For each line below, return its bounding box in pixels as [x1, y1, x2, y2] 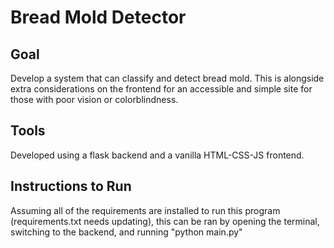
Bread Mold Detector [10, 6, 187, 29]
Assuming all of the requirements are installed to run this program [10, 204, 281, 216]
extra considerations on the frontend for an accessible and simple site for [10, 83, 313, 95]
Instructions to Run [10, 178, 132, 195]
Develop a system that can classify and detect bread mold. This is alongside [10, 72, 325, 84]
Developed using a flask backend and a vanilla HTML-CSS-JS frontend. [10, 149, 305, 161]
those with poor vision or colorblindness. [10, 94, 179, 105]
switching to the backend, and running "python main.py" [10, 226, 243, 238]
